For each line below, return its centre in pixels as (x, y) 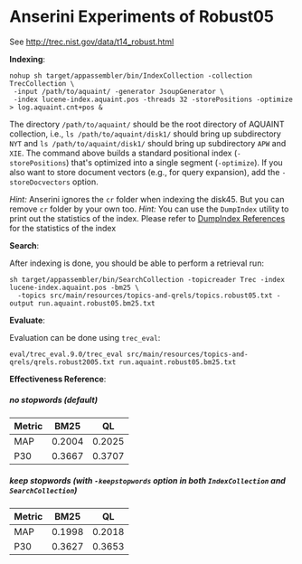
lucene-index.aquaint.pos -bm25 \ (75, 287)
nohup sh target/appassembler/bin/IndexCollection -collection (131, 75)
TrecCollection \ (42, 83)
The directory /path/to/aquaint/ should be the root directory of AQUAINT (147, 124)
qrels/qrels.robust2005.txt (62, 362)
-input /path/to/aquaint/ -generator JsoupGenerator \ (118, 91)
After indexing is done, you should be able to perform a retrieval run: (137, 263)
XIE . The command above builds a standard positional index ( (123, 153)
